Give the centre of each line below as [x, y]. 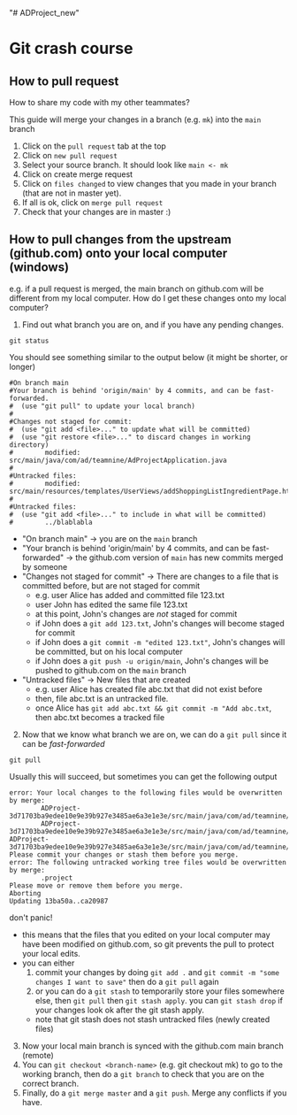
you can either [48, 963]
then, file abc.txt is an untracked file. [102, 698]
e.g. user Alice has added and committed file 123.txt [130, 595]
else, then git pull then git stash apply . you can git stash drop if [159, 1000]
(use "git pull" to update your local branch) [108, 406]
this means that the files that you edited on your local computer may [146, 934]
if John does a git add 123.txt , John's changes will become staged [160, 623]
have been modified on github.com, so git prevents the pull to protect [148, 944]
